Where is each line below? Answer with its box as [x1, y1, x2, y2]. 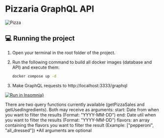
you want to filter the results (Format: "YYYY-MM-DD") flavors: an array [5, 117, 150, 123]
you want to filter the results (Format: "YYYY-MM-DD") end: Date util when [5, 112, 156, 118]
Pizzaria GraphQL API [5, 3, 94, 15]
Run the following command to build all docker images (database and [12, 59, 152, 65]
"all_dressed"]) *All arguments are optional [5, 127, 92, 133]
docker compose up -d [12, 74, 56, 79]
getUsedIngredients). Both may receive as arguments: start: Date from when [5, 106, 159, 113]
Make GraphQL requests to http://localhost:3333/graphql [12, 82, 128, 88]
